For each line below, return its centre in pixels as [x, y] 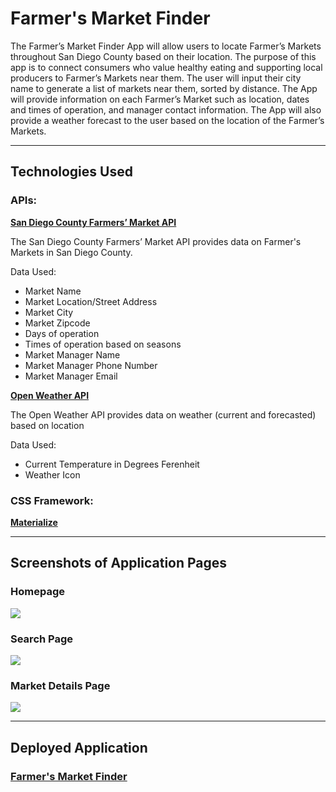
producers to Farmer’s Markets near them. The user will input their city [156, 78]
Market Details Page [60, 685]
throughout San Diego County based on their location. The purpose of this [163, 56]
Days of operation [62, 333]
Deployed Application [79, 747]
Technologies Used [71, 172]
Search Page [42, 639]
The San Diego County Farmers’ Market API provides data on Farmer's [156, 241]
